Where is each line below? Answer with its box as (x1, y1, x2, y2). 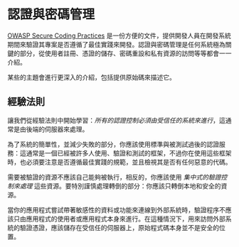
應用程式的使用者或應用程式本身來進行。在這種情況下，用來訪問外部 (26, 214, 225, 223)
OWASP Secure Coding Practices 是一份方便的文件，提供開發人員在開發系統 (7, 31, 231, 40)
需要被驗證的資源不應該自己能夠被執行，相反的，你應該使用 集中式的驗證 (7, 172, 221, 181)
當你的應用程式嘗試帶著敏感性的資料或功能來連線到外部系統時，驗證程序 (7, 205, 219, 214)
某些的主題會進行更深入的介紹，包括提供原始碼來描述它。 (7, 72, 176, 82)
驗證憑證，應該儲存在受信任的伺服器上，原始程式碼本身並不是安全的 (19, 223, 219, 231)
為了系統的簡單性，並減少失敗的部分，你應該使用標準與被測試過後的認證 (7, 140, 219, 148)
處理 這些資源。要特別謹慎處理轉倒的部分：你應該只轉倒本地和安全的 (19, 182, 221, 190)
